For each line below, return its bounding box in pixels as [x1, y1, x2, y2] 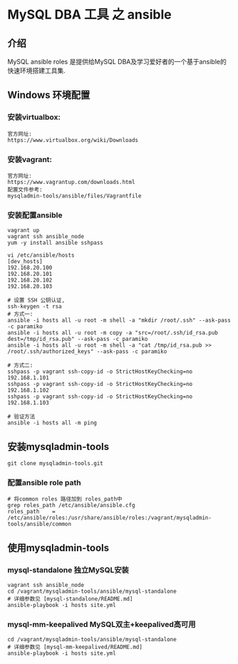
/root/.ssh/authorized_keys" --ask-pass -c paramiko [7, 348, 167, 355]
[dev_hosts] [7, 258, 43, 265]
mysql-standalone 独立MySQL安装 [7, 565, 130, 575]
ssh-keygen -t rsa [7, 303, 62, 310]
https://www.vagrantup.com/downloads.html [7, 178, 135, 185]
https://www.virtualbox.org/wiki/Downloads [7, 136, 139, 143]
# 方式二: [7, 362, 33, 369]
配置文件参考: [7, 186, 43, 193]
